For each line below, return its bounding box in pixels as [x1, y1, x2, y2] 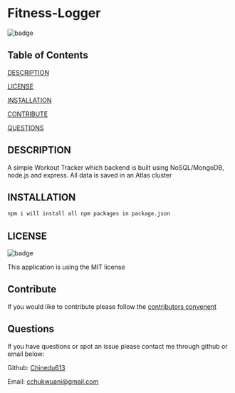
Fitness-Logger [7, 5, 101, 21]
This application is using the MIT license [7, 262, 126, 272]
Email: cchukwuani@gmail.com [7, 377, 99, 386]
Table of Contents [7, 49, 89, 61]
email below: [7, 349, 45, 358]
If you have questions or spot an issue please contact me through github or [7, 342, 228, 350]
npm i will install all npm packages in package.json [7, 210, 171, 218]
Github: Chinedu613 [7, 363, 66, 372]
